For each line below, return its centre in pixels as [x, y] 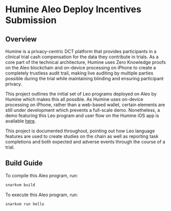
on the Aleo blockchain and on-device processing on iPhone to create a [81, 68]
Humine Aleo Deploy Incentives [73, 9]
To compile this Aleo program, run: [42, 175]
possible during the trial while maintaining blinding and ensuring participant [84, 78]
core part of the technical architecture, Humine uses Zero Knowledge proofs [86, 62]
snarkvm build [20, 185]
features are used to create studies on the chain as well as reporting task [82, 136]
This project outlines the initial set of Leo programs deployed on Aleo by [81, 94]
